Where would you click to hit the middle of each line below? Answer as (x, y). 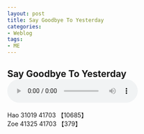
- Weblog (20, 33)
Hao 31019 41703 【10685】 (47, 115)
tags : (15, 40)
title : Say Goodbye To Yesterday (56, 20)
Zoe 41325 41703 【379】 (44, 124)
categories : (24, 26)
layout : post (26, 14)
